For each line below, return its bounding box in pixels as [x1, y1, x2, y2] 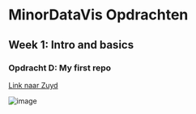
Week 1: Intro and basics [8, 38, 134, 52]
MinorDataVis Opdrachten [8, 6, 189, 24]
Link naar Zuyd [8, 80, 58, 90]
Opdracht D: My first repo [8, 62, 112, 74]
